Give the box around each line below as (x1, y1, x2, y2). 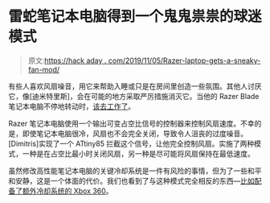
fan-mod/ (27, 64, 60, 74)
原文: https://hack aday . (27, 56, 107, 65)
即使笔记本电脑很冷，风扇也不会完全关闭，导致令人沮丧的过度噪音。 (22, 128, 247, 138)
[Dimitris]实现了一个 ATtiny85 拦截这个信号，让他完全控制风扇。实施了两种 (8, 139, 255, 148)
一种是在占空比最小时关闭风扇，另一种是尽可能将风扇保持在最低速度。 (22, 148, 255, 158)
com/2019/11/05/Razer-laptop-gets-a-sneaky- (108, 56, 261, 65)
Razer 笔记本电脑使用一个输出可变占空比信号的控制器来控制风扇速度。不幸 (8, 118, 255, 128)
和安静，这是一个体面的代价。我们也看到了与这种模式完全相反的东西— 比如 (8, 176, 255, 185)
